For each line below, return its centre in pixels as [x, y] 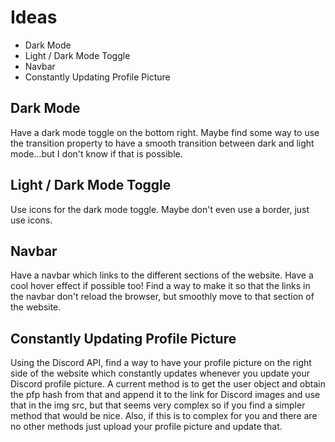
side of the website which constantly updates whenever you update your [160, 373]
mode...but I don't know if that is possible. [96, 153]
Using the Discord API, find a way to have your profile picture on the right [161, 363]
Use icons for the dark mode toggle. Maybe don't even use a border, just [160, 209]
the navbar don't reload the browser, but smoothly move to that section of [162, 297]
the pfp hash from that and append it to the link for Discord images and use [165, 395]
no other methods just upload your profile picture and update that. [146, 427]
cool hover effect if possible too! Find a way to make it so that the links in [160, 286]
